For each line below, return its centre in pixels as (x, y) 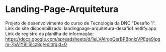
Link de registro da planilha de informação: (50, 33)
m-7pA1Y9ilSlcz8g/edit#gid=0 (36, 44)
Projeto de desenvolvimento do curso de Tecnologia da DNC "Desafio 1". (80, 23)
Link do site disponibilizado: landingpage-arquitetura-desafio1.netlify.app (81, 28)
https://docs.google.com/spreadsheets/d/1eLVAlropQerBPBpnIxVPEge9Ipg (83, 39)
